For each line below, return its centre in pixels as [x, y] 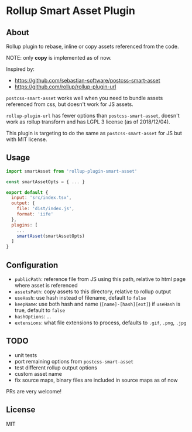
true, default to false [40, 310]
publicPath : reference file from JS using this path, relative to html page [100, 279]
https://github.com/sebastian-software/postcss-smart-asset [87, 80]
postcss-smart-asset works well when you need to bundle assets [85, 98]
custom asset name [38, 373]
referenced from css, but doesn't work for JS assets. [70, 104]
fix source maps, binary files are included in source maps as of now [96, 380]
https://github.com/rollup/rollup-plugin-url [65, 87]
